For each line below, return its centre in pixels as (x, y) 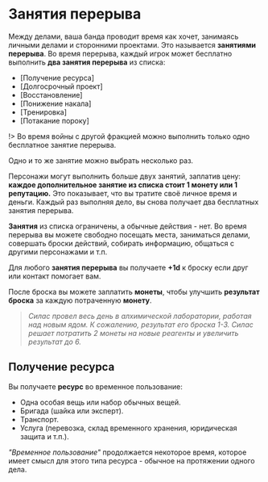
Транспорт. (39, 419)
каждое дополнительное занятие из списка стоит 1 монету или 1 (123, 184)
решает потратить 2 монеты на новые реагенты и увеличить (133, 333)
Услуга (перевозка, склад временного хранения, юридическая (128, 428)
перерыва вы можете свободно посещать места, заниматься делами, (130, 234)
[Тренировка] (43, 112)
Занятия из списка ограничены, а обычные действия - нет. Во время (128, 226)
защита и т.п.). (45, 436)
